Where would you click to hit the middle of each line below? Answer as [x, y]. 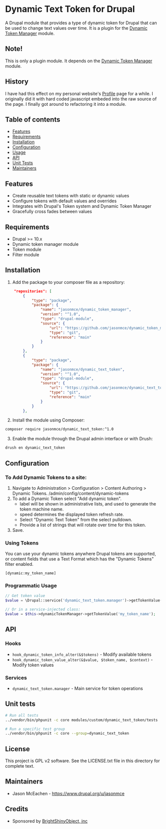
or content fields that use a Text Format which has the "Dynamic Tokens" [80, 559]
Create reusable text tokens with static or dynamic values [71, 196]
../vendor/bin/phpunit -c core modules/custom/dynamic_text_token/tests [82, 720]
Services [16, 678]
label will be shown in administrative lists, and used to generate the [88, 504]
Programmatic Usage [31, 586]
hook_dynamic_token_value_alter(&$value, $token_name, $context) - [83, 659]
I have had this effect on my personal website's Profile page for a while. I [79, 93]
